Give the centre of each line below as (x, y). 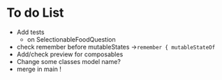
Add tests (30, 32)
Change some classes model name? (69, 61)
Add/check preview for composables (70, 54)
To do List (35, 13)
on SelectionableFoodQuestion (71, 39)
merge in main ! (39, 69)
